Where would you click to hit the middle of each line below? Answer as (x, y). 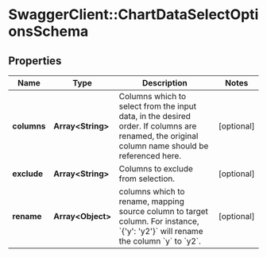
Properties (35, 61)
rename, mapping (152, 201)
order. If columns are (158, 126)
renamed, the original (159, 136)
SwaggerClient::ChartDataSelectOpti (133, 15)
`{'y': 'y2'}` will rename (161, 231)
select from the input (158, 106)
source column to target (164, 211)
